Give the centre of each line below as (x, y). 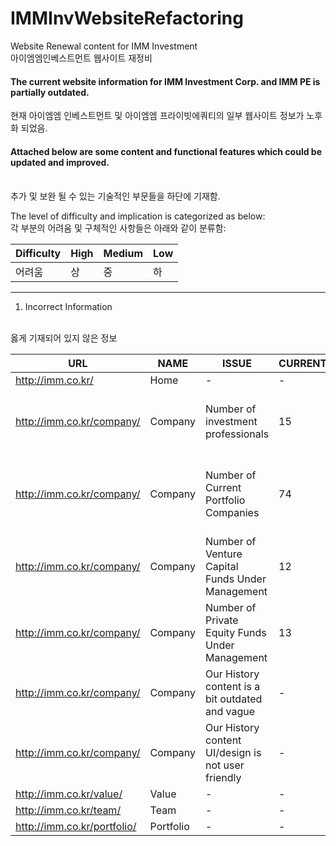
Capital (222, 567)
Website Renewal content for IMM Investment (104, 46)
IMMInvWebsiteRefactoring (127, 18)
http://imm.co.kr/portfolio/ (76, 827)
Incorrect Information (68, 307)
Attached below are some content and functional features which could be (166, 151)
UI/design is (233, 753)
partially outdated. (50, 92)
